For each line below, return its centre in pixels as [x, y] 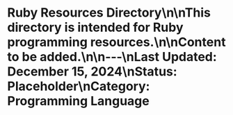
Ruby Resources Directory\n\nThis [109, 13]
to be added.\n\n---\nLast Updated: [112, 57]
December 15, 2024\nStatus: [92, 72]
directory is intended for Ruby [95, 27]
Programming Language [78, 101]
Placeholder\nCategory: [79, 86]
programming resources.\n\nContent [116, 42]
